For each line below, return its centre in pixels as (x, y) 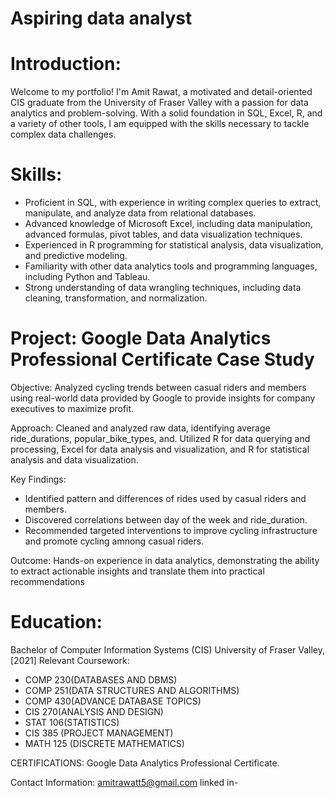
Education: (56, 622)
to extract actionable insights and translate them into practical (137, 571)
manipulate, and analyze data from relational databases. (140, 213)
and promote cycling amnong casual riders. (114, 541)
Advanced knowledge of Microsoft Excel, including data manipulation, (168, 224)
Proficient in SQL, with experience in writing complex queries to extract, (173, 203)
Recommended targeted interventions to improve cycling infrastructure (171, 530)
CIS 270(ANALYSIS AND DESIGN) (94, 711)
